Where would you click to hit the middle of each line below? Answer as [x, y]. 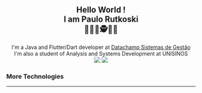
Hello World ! [101, 10]
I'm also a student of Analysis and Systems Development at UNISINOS [101, 53]
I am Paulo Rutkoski [101, 20]
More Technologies [35, 76]
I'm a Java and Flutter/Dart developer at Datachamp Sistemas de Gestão [101, 47]
